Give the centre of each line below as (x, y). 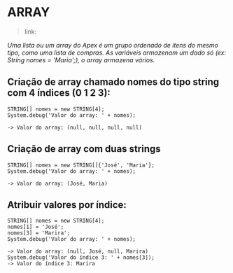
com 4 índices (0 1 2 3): (59, 93)
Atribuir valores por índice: (67, 205)
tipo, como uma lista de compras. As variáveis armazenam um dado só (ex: (117, 52)
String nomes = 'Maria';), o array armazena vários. (81, 59)
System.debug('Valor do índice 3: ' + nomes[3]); (81, 258)
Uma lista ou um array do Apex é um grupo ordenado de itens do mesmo (113, 45)
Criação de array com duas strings (84, 149)
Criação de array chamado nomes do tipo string (113, 82)
